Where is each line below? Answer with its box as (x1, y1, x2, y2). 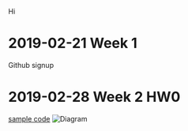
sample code (8, 114, 51, 123)
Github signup (8, 60, 54, 69)
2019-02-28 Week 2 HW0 (8, 88, 181, 106)
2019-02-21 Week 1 (8, 35, 138, 52)
